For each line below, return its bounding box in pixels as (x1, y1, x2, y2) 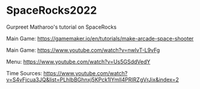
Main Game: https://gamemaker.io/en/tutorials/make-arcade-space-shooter (6, 35, 194, 42)
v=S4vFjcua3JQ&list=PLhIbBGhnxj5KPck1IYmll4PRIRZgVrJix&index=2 (6, 76, 179, 83)
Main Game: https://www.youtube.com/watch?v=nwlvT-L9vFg (6, 46, 160, 54)
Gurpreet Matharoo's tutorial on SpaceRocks (6, 23, 117, 30)
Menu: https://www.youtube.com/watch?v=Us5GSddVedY (6, 58, 151, 65)
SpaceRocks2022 (6, 4, 97, 17)
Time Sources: (6, 69, 43, 76)
